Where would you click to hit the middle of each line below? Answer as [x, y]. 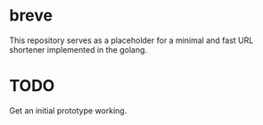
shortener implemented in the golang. [78, 49]
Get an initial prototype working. [68, 110]
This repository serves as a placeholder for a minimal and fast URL [131, 40]
